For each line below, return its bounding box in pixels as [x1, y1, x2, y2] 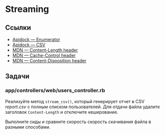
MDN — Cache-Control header [12, 52, 76, 58]
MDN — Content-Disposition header [12, 58, 87, 63]
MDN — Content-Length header [12, 47, 78, 53]
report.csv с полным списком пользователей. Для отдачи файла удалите [5, 104, 160, 110]
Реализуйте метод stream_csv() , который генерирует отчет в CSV [5, 98, 145, 104]
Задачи [5, 72, 30, 81]
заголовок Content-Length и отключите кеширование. [5, 109, 118, 115]
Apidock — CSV [12, 42, 46, 48]
